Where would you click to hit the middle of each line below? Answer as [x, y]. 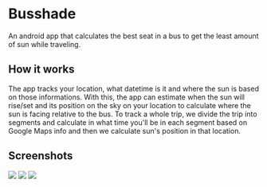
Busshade [42, 14]
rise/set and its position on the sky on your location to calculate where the [130, 105]
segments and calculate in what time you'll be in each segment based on [128, 122]
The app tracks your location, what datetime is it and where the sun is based [133, 88]
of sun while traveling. [45, 44]
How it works [41, 70]
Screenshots [41, 156]
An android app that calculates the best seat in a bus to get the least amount [133, 36]
